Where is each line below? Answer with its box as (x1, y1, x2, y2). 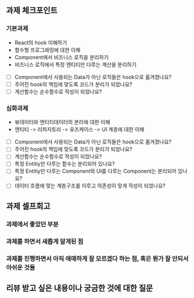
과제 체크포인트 (6, 5, 58, 16)
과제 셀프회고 (6, 201, 51, 211)
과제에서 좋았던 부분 (6, 220, 59, 228)
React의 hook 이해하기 (14, 39, 67, 46)
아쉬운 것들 (6, 263, 36, 271)
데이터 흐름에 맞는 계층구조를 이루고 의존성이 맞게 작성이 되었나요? (14, 182, 165, 189)
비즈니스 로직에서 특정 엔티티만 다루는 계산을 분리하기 (14, 61, 137, 68)
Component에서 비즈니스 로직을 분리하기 (14, 53, 109, 60)
